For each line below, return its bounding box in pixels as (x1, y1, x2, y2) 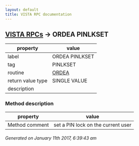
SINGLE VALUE (52, 77, 88, 84)
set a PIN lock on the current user (53, 121, 132, 128)
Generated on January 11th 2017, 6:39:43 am (5, 135, 97, 141)
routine (7, 69, 24, 76)
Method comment (7, 121, 49, 128)
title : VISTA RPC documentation (5, 12, 72, 17)
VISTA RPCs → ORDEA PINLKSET (5, 30, 109, 39)
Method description (5, 100, 54, 107)
